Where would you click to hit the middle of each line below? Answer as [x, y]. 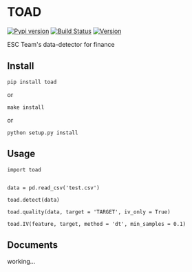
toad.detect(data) [33, 200]
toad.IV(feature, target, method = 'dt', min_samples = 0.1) [97, 224]
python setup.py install [43, 133]
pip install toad [32, 82]
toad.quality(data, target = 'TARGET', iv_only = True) [89, 212]
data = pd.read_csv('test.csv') [53, 188]
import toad [24, 169]
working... [21, 262]
